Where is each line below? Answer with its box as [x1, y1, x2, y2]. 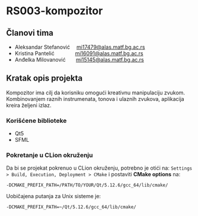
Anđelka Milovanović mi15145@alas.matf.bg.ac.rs [14, 56, 144, 63]
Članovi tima [6, 28, 53, 38]
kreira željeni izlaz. [6, 101, 52, 109]
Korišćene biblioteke [6, 116, 67, 125]
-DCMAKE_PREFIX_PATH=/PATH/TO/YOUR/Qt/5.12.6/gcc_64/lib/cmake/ [6, 182, 168, 188]
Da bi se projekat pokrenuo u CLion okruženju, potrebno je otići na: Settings [6, 164, 193, 171]
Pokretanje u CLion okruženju [6, 151, 93, 160]
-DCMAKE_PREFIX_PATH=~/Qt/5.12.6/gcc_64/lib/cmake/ [6, 204, 136, 210]
